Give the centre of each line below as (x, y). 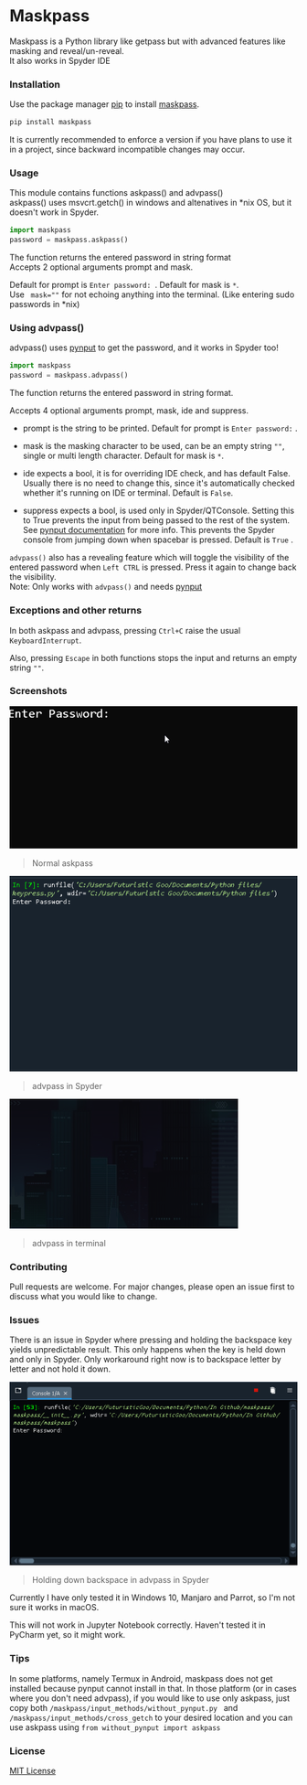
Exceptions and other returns (76, 611)
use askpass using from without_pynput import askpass (115, 1727)
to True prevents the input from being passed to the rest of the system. (156, 520)
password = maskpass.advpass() (69, 376)
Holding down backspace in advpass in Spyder (121, 1580)
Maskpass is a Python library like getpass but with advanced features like (148, 41)
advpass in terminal (69, 1243)
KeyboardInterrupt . (46, 640)
